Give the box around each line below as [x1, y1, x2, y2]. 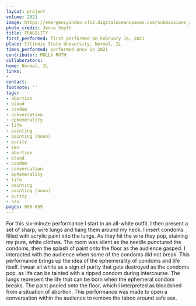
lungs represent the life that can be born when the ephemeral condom [6, 276, 175, 283]
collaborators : [6, 57, 43, 63]
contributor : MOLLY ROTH [6, 52, 66, 58]
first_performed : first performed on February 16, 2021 [6, 36, 145, 41]
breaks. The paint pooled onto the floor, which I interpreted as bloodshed [6, 282, 182, 289]
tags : [6, 90, 19, 96]
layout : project [6, 8, 45, 15]
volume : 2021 [6, 14, 38, 20]
